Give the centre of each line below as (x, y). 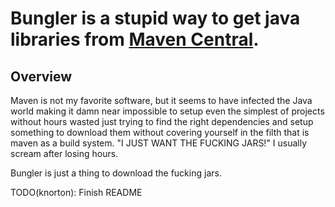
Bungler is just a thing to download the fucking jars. (116, 173)
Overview (41, 76)
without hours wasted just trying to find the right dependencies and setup (162, 121)
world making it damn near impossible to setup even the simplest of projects (167, 111)
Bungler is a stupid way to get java (155, 18)
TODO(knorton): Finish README (76, 192)
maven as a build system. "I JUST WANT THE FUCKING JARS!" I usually (159, 143)
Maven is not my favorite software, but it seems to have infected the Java (161, 100)
